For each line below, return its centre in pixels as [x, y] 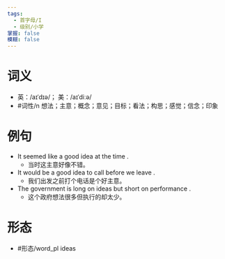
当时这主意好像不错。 [58, 164]
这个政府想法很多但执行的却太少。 [77, 197]
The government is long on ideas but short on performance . [104, 188]
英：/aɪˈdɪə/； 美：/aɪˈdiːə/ [54, 97]
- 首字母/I [28, 20]
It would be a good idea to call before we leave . [86, 172]
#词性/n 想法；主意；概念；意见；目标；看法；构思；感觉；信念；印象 [117, 106]
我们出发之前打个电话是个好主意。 [77, 181]
